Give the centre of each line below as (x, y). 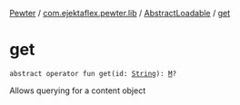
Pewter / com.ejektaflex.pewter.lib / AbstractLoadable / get (120, 13)
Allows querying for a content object (78, 91)
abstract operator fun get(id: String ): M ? (93, 73)
